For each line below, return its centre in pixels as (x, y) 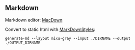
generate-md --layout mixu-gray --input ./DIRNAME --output (68, 38)
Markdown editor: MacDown (34, 20)
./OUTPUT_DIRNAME (23, 43)
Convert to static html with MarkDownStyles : (50, 29)
